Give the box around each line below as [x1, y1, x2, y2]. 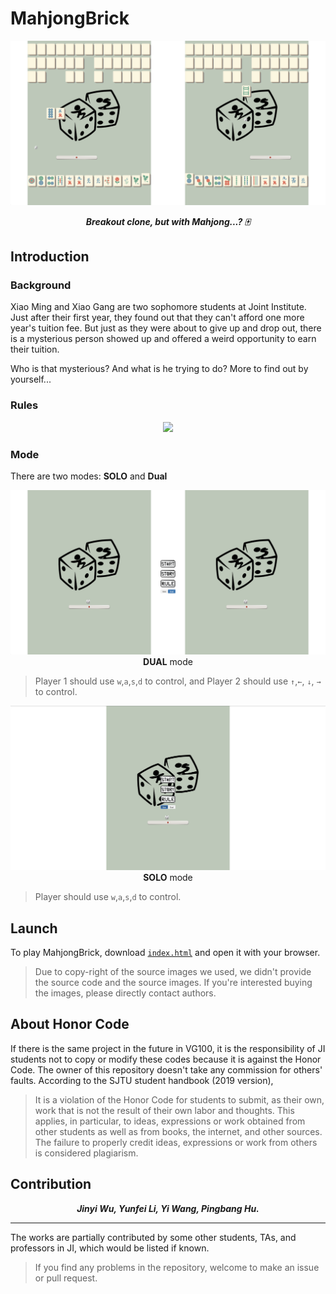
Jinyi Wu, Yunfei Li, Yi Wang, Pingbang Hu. [76, 1202, 260, 1214]
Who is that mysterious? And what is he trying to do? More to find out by [10, 363, 309, 375]
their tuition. [10, 343, 60, 356]
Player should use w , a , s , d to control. [34, 891, 182, 903]
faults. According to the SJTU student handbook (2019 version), [10, 1074, 274, 1086]
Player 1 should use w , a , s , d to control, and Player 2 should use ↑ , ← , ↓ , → [34, 675, 322, 687]
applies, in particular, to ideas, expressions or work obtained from [34, 1115, 306, 1127]
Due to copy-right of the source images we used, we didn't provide [34, 966, 312, 977]
